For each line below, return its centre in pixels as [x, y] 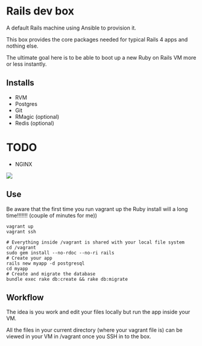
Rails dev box [40, 11]
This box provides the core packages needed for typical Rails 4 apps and [97, 39]
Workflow [25, 297]
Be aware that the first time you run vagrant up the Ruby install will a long [97, 209]
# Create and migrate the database [51, 274]
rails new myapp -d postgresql [46, 263]
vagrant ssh [21, 231]
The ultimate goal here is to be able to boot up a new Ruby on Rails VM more [101, 57]
